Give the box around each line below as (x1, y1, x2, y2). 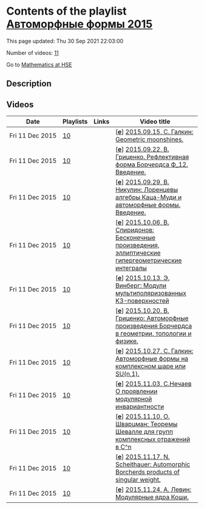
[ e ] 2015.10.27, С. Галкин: (115, 347, 194, 356)
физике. (115, 337, 138, 345)
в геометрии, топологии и (115, 329, 192, 338)
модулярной (115, 395, 152, 403)
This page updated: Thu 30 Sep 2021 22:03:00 (6, 37, 124, 44)
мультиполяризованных (115, 289, 187, 298)
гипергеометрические (115, 256, 182, 265)
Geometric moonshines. (115, 135, 184, 144)
